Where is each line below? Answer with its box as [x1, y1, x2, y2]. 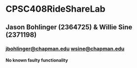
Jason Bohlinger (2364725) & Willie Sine [5, 23, 133, 31]
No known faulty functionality [5, 57, 68, 63]
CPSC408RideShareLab [5, 3, 105, 15]
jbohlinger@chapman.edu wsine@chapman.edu [5, 45, 125, 52]
